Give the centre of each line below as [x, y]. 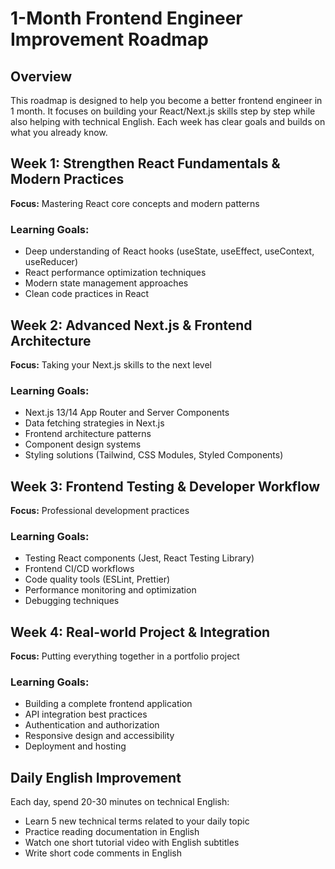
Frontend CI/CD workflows [79, 569]
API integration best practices [86, 714]
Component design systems [83, 444]
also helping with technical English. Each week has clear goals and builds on [168, 121]
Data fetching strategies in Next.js [94, 423]
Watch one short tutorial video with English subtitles [132, 843]
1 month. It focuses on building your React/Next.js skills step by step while [163, 111]
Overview [41, 76]
